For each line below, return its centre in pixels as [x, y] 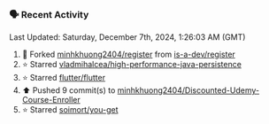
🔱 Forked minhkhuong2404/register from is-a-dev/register [129, 54]
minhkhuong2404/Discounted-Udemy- [188, 90]
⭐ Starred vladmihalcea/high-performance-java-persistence [131, 65]
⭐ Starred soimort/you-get [70, 110]
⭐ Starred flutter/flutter [64, 78]
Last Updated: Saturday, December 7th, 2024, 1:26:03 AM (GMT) [127, 37]
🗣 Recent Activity [49, 14]
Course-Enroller [51, 100]
